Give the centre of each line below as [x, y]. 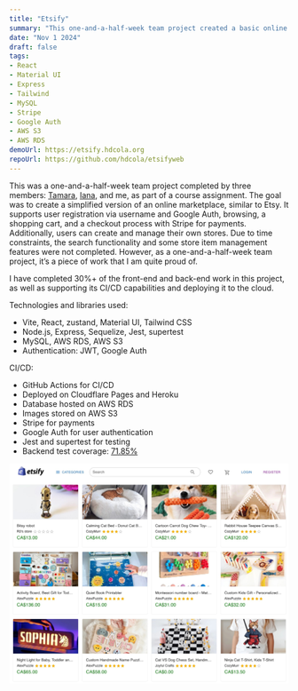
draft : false [33, 47]
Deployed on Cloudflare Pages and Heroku [100, 394]
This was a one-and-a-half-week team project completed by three [130, 186]
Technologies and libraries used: [69, 305]
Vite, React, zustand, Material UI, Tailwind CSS [107, 322]
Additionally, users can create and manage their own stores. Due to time [141, 233]
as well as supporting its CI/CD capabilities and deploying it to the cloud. [141, 288]
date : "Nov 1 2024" [45, 37]
